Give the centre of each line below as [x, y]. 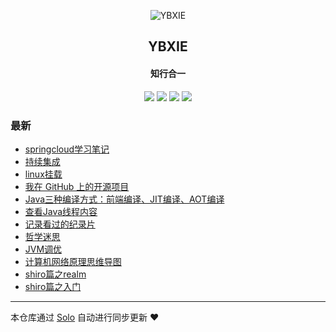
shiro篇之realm [55, 274]
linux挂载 [43, 174]
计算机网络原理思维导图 [73, 261]
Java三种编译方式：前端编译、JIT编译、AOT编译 [124, 199]
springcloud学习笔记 [67, 149]
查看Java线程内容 [61, 211]
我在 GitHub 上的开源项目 [77, 186]
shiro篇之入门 [53, 286]
